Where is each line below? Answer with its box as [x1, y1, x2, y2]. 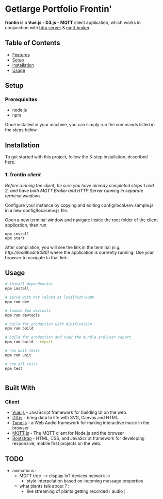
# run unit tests [5, 348, 40, 353]
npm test [5, 366, 23, 371]
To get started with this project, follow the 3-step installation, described [5, 154, 148, 160]
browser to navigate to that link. [5, 254, 68, 260]
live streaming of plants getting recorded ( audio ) [26, 488, 126, 494]
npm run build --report [5, 340, 53, 345]
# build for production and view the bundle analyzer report [5, 335, 131, 340]
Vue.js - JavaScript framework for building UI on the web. [12, 409, 128, 415]
